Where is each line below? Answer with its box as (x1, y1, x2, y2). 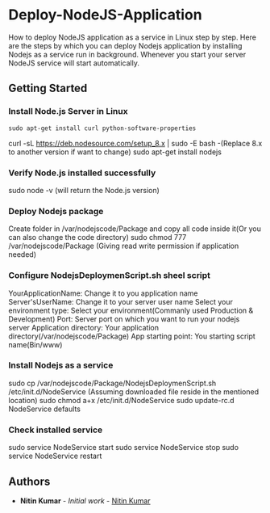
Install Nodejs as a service (8, 360, 114, 371)
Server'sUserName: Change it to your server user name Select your (8, 296, 234, 306)
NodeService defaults (8, 404, 81, 414)
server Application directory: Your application (8, 322, 160, 332)
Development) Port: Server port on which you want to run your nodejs (8, 313, 240, 324)
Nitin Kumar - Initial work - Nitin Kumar (19, 495, 151, 506)
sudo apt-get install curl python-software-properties (8, 124, 197, 132)
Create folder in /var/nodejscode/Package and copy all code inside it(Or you (8, 224, 262, 233)
